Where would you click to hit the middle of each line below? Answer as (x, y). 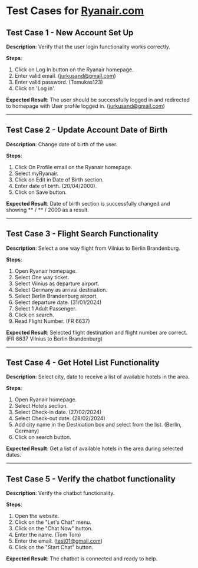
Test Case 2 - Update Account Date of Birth (87, 130)
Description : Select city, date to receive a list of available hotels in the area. (98, 377)
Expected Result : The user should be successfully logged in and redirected (98, 100)
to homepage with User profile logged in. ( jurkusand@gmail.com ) (85, 106)
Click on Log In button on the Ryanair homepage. (74, 70)
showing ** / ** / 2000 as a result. (48, 210)
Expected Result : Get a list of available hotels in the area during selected (95, 448)
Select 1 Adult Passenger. (45, 308)
